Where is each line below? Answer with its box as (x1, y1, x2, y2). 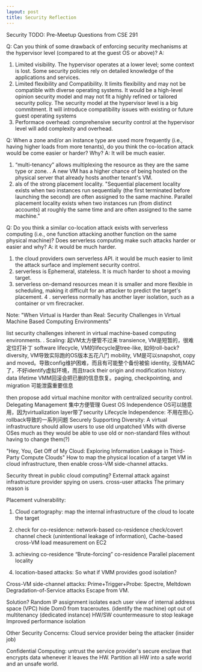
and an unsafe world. (6, 660, 59, 667)
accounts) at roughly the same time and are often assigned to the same (14, 206, 192, 213)
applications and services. (14, 74, 81, 81)
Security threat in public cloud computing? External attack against (6, 471, 170, 479)
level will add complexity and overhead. (14, 125, 113, 132)
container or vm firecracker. (14, 300, 84, 307)
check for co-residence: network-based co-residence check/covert (14, 526, 183, 533)
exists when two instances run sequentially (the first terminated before (14, 186, 191, 193)
